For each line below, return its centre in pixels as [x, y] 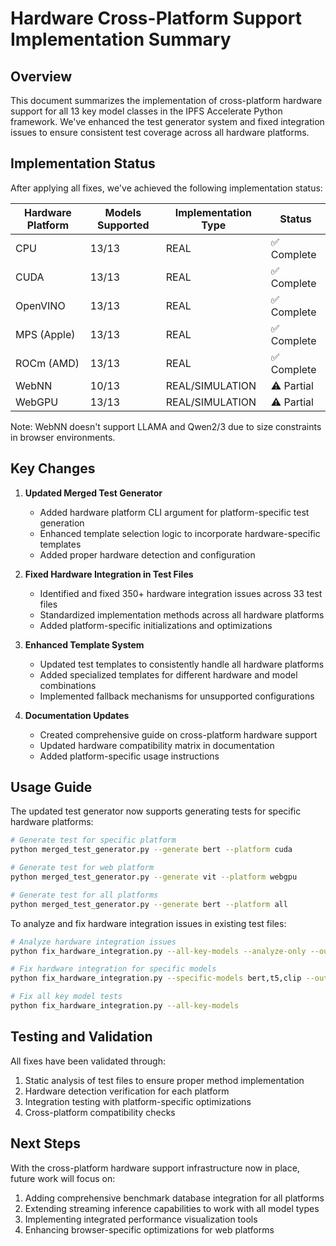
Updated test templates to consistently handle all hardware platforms [182, 664]
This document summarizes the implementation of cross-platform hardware [166, 100]
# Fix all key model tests [66, 997]
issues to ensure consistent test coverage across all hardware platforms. [160, 132]
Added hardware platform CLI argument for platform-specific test [174, 512]
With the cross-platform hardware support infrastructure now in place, [155, 1168]
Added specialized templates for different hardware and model [168, 674]
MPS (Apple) [45, 334]
